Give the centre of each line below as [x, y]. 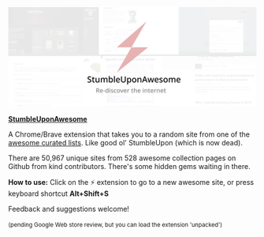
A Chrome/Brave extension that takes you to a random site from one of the [129, 134]
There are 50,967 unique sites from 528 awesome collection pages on [122, 158]
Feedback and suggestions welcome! [69, 209]
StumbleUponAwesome [48, 119]
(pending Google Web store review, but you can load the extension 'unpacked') [115, 225]
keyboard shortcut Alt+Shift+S [58, 194]
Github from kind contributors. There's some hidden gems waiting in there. [129, 167]
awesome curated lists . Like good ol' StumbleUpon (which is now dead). [125, 143]
